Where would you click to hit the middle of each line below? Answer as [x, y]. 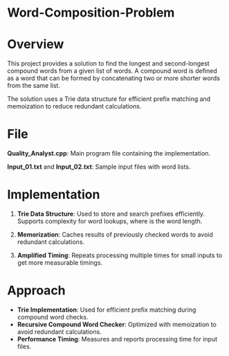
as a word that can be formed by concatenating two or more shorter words [113, 78]
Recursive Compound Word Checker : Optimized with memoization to [117, 324]
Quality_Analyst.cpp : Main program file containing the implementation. [109, 153]
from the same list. [34, 86]
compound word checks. [53, 317]
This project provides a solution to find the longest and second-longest [108, 64]
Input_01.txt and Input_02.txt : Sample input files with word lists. [99, 167]
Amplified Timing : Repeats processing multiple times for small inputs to [120, 255]
